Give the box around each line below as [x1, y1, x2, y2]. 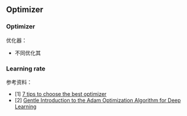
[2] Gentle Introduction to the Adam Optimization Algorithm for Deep [14, 96, 181, 104]
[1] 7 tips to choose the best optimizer [14, 90, 107, 97]
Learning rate [6, 65, 45, 73]
